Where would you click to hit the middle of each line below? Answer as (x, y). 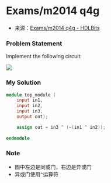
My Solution (24, 82)
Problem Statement (34, 44)
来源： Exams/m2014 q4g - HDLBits (57, 28)
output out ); (32, 117)
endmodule (18, 138)
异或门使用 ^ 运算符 (36, 174)
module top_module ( (31, 95)
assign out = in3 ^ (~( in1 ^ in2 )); (61, 127)
